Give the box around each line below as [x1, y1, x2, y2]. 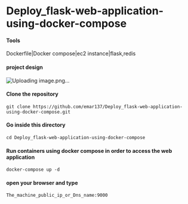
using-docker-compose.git [6, 109, 70, 115]
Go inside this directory [6, 121, 66, 128]
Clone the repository [6, 90, 58, 98]
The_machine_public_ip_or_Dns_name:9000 [6, 192, 109, 199]
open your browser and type [6, 179, 78, 186]
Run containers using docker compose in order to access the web [6, 147, 172, 154]
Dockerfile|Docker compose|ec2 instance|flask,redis [6, 50, 136, 57]
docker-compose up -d [6, 167, 60, 173]
